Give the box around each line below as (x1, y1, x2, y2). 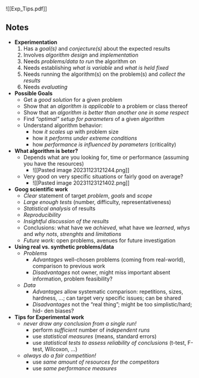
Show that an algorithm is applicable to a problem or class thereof (23, 102, 188, 110)
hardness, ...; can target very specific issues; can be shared (32, 294, 182, 302)
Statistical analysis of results (23, 205, 96, 212)
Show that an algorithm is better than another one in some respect (23, 108, 189, 116)
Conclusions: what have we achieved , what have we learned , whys (23, 224, 191, 231)
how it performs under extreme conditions (32, 134, 137, 141)
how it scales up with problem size (32, 128, 119, 135)
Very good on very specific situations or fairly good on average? (23, 173, 183, 180)
